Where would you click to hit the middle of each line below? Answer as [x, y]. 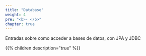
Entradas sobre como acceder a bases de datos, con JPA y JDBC [73, 38]
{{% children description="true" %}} [43, 48]
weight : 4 [16, 15]
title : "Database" [24, 10]
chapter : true [20, 24]
